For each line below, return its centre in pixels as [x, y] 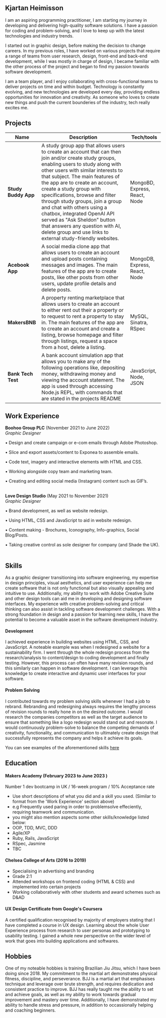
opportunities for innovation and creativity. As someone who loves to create [82, 97]
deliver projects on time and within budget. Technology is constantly [75, 87]
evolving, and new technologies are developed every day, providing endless [83, 92]
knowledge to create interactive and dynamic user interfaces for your [76, 674]
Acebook [19, 265]
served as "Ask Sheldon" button [78, 220]
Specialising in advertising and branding [53, 871]
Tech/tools [144, 137]
